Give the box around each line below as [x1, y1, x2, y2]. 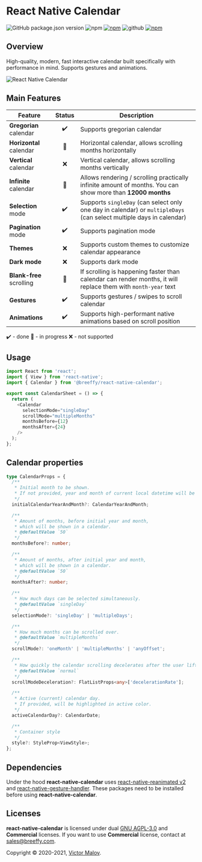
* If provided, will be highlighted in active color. [14, 701, 152, 707]
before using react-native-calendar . [6, 791, 97, 798]
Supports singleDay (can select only [80, 198, 182, 206]
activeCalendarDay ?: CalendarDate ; [11, 712, 101, 718]
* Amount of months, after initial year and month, [14, 557, 147, 563]
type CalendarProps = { [6, 473, 66, 479]
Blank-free [9, 271, 42, 280]
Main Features [6, 93, 61, 104]
